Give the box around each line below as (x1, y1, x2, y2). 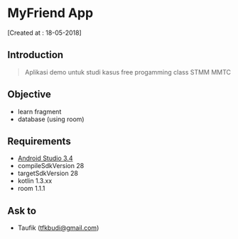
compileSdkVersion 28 (17, 162, 85, 170)
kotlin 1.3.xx (17, 177, 53, 185)
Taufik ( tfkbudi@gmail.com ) (17, 223, 99, 232)
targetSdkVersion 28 (17, 169, 78, 178)
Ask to (7, 204, 37, 217)
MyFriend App (7, 5, 94, 21)
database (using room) (17, 115, 85, 123)
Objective (7, 89, 52, 101)
